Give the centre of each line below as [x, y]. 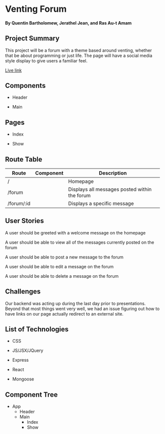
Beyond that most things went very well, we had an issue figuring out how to [82, 309]
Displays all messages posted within [110, 189]
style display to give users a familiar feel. [46, 60]
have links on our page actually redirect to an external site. [64, 314]
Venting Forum [36, 9]
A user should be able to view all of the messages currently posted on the [80, 242]
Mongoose [23, 379]
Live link [14, 70]
